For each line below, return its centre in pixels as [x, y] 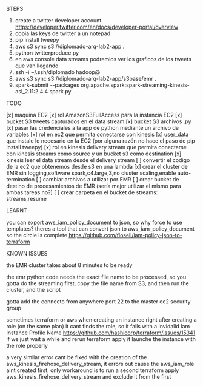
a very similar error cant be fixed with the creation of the [77, 357]
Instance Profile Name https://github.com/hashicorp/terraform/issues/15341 [101, 333]
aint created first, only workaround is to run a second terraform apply [93, 370]
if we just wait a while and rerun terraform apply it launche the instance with [101, 339]
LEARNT [17, 211]
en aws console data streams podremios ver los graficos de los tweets [103, 59]
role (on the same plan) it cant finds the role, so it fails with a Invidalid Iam [98, 326]
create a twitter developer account [58, 20]
